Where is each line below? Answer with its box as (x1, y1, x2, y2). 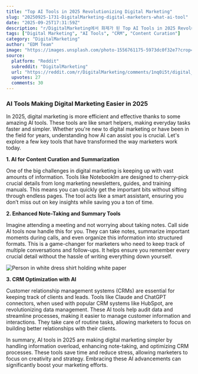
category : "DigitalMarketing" (6, 36, 81, 42)
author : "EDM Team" (6, 42, 54, 48)
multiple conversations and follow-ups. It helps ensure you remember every (6, 246, 190, 254)
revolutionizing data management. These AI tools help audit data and (6, 306, 173, 313)
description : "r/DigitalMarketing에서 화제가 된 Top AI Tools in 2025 (6, 25, 176, 31)
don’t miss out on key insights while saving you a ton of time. (6, 199, 154, 206)
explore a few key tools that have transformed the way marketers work (6, 138, 178, 145)
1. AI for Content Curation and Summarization (6, 156, 120, 163)
